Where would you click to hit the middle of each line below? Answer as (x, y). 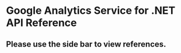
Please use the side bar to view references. (86, 44)
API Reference (41, 23)
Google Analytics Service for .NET (91, 11)
